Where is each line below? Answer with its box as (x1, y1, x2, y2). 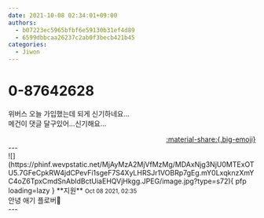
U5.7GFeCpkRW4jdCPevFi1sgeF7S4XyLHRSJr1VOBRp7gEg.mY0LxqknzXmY (8, 168, 255, 177)
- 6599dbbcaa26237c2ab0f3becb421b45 (15, 33, 135, 42)
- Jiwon (15, 48, 41, 56)
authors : (8, 19, 37, 27)
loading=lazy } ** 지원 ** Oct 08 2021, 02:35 (8, 186, 137, 195)
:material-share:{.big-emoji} (166, 135, 256, 144)
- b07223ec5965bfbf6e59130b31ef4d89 (15, 26, 135, 34)
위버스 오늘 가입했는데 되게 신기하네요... (8, 109, 130, 118)
